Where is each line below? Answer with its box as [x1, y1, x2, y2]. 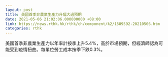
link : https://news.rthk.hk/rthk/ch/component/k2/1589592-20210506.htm [5, 21, 160, 26]
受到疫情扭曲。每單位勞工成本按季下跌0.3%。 [9, 46, 106, 52]
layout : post [5, 7, 33, 12]
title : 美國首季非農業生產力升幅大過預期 [5, 12, 82, 17]
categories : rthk [5, 26, 42, 31]
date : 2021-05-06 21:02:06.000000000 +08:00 [5, 16, 101, 21]
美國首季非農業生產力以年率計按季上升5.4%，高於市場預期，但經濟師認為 [5, 40, 159, 46]
